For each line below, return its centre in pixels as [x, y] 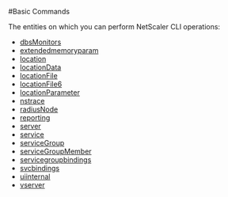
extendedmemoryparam [59, 50]
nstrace [32, 101]
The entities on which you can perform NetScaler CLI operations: [114, 27]
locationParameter [50, 93]
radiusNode [39, 109]
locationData [40, 67]
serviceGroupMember [56, 151]
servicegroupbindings [55, 160]
